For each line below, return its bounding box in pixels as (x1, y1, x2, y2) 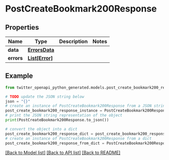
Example (5, 71, 33, 81)
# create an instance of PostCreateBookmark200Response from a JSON (5, 104, 152, 109)
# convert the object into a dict (5, 126, 78, 131)
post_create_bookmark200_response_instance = (5, 108, 102, 113)
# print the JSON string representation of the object (5, 113, 123, 118)
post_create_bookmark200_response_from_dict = (5, 140, 105, 146)
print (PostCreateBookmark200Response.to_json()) (5, 118, 109, 123)
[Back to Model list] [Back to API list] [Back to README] (5, 149, 121, 156)
